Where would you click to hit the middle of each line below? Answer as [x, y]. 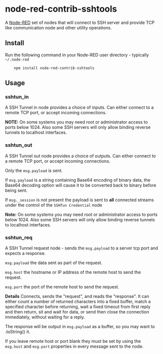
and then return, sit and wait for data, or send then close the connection [77, 312]
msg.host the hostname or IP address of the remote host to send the [73, 272]
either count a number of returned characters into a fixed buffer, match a [78, 302]
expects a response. [26, 253]
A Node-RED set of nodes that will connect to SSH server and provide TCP [80, 22]
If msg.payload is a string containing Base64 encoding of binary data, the [78, 180]
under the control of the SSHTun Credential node [54, 205]
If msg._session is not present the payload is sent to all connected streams [80, 200]
